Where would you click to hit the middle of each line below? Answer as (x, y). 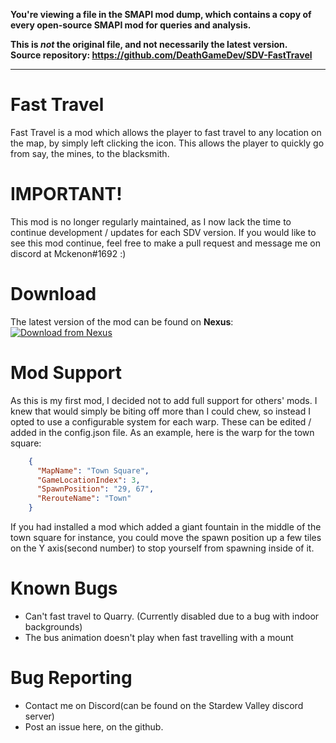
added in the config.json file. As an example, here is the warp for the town (162, 432)
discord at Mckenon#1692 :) (68, 253)
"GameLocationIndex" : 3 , (88, 480)
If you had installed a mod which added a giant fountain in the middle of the (166, 527)
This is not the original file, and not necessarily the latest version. (149, 44)
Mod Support (66, 373)
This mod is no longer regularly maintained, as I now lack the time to (151, 221)
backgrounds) (53, 626)
